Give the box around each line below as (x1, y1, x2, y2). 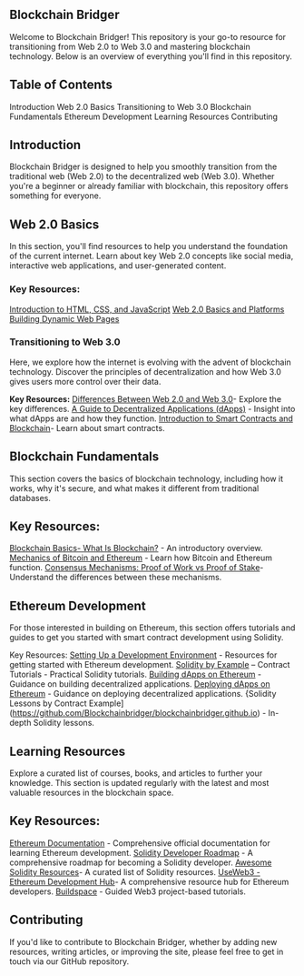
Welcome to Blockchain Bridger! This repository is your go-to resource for (9, 31, 287, 42)
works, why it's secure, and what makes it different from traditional (9, 482, 260, 494)
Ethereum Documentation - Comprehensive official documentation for (9, 837, 270, 849)
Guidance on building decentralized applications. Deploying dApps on (9, 679, 270, 689)
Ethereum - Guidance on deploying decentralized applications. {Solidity (9, 689, 277, 699)
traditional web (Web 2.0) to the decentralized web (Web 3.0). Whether (9, 171, 275, 182)
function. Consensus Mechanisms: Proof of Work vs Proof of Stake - (9, 562, 264, 573)
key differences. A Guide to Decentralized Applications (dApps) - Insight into (9, 403, 296, 414)
